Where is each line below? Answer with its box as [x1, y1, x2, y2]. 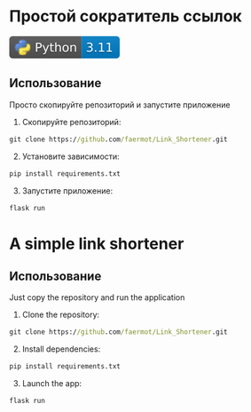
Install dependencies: [21, 344, 101, 354]
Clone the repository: [21, 309, 100, 321]
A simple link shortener [9, 234, 184, 254]
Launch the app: [21, 378, 82, 389]
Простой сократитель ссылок [9, 6, 242, 27]
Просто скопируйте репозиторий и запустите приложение [9, 99, 231, 110]
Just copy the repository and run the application [9, 292, 185, 303]
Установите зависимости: [21, 151, 120, 162]
